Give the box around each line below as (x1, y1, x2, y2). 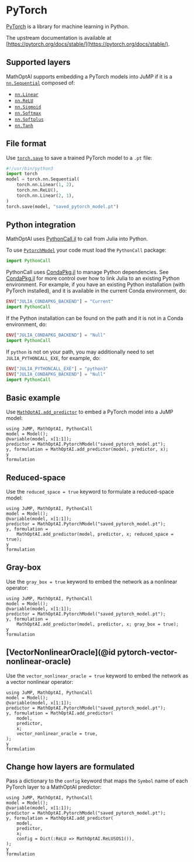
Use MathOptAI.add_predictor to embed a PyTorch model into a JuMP (6, 408, 174, 416)
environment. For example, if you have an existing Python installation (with (6, 281, 185, 288)
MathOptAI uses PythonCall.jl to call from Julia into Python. (6, 235, 148, 242)
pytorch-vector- (117, 648, 178, 658)
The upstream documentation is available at (6, 34, 112, 41)
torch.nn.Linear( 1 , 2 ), (16, 182, 75, 188)
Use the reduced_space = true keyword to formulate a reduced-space (6, 488, 174, 495)
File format (6, 139, 47, 149)
